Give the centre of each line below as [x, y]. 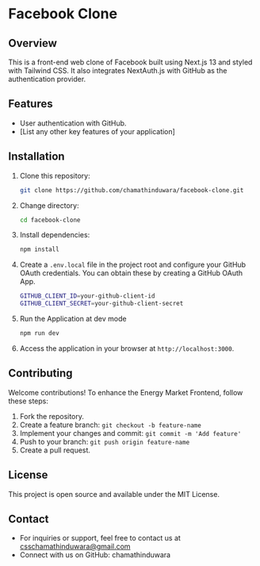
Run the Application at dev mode [73, 319]
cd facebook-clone [50, 220]
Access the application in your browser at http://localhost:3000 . [127, 348]
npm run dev [39, 333]
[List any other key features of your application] [97, 131]
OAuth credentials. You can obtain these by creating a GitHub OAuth [131, 273]
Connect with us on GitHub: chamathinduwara [95, 555]
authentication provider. [47, 79]
